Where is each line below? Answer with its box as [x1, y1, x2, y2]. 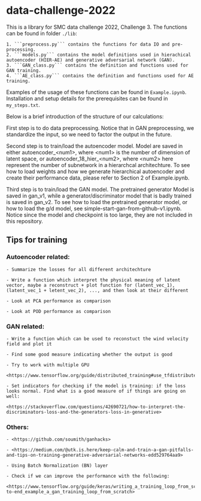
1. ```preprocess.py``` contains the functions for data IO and [6, 41, 170, 47]
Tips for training [6, 235, 68, 245]
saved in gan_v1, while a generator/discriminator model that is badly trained [6, 192, 192, 199]
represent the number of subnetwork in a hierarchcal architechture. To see [6, 161, 190, 168]
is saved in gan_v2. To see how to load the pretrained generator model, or [6, 198, 188, 205]
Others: [6, 423, 29, 431]
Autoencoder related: [6, 253, 70, 261]
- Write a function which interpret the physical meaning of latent [6, 277, 181, 283]
